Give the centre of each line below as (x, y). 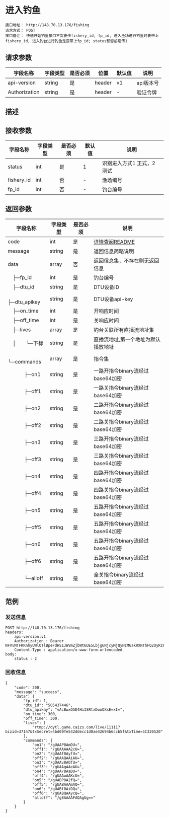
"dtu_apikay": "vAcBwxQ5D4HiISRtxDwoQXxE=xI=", (74, 710)
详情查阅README (114, 242)
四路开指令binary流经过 (121, 473)
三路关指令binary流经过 (121, 456)
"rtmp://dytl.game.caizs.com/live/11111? (76, 727)
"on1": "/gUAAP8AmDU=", (57, 745)
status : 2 (26, 659)
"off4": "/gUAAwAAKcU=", (58, 776)
